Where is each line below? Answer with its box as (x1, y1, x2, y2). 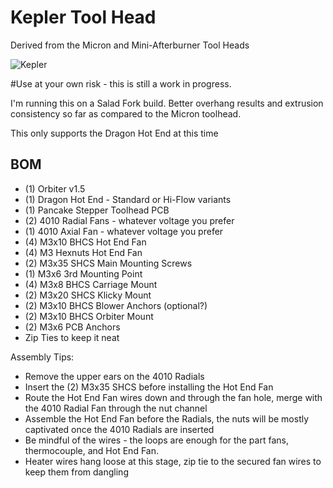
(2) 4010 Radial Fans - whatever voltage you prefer (24, 214, 235, 226)
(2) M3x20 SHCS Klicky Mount (24, 289, 152, 301)
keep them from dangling (24, 466, 129, 478)
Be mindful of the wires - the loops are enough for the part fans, (24, 434, 289, 446)
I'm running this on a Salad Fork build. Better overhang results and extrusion (10, 97, 324, 109)
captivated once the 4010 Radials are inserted (24, 423, 215, 435)
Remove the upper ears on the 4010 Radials (24, 370, 205, 382)
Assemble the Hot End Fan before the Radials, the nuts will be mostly (24, 412, 310, 425)
